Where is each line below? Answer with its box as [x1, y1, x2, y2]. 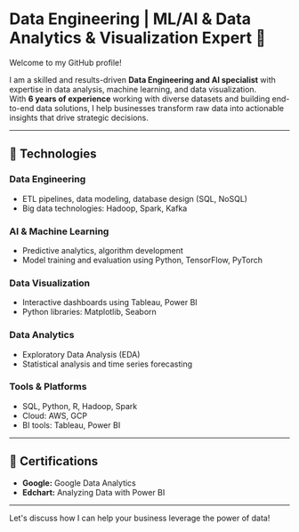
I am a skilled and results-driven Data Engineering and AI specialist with [9, 74, 276, 85]
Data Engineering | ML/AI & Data [9, 9, 252, 29]
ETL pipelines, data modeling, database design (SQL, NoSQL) [21, 193, 247, 204]
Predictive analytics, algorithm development [21, 245, 184, 255]
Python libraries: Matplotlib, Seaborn [21, 307, 158, 318]
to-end [9, 102, 35, 113]
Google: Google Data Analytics [21, 477, 136, 488]
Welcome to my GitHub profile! [9, 57, 122, 68]
